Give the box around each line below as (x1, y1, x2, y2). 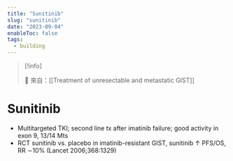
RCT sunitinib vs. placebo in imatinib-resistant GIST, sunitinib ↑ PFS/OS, (17, 139, 226, 147)
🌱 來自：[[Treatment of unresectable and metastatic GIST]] (24, 76, 195, 84)
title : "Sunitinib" (7, 10, 64, 17)
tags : (7, 36, 23, 43)
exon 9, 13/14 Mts (17, 131, 69, 139)
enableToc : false (7, 29, 58, 37)
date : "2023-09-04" (7, 23, 64, 30)
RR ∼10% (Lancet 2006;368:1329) (17, 146, 117, 154)
